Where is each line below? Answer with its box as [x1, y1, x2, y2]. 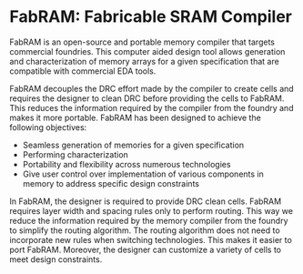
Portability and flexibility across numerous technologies [22, 158, 231, 169]
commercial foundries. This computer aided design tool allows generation [9, 46, 286, 56]
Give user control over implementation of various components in [22, 168, 264, 179]
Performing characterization [22, 148, 129, 160]
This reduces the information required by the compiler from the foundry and [9, 102, 294, 113]
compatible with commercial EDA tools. [9, 66, 157, 76]
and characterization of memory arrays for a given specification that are [9, 56, 279, 66]
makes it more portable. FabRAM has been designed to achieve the [9, 112, 261, 123]
